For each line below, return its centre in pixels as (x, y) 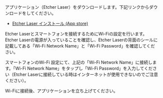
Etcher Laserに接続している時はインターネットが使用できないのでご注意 (86, 74)
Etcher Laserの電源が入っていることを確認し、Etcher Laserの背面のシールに (81, 40)
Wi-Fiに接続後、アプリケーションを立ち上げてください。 (62, 91)
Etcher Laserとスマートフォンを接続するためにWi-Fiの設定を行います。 (76, 34)
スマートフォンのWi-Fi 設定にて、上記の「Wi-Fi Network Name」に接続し (79, 62)
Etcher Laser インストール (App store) (50, 24)
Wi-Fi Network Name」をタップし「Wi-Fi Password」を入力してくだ (84, 68)
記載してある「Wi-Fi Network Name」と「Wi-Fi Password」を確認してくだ (80, 46)
